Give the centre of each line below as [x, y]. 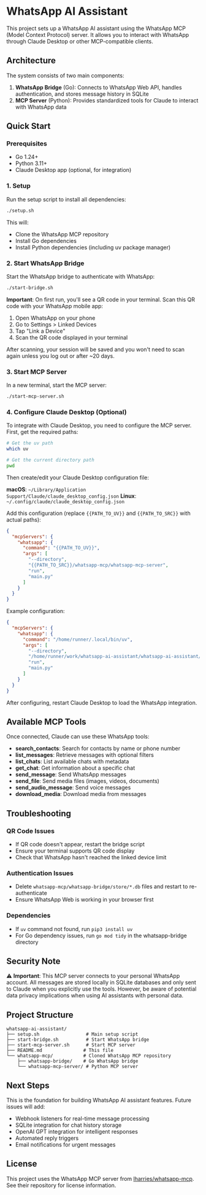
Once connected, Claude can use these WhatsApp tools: [78, 737]
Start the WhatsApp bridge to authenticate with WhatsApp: [81, 276]
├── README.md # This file [60, 1051]
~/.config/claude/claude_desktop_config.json [65, 501]
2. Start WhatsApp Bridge [45, 263]
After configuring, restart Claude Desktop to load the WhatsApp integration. [102, 702]
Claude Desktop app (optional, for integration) [73, 170]
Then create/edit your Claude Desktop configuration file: [78, 478]
